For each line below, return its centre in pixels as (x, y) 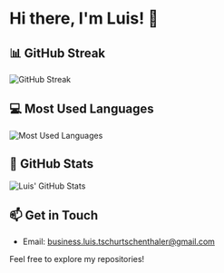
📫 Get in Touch (54, 215)
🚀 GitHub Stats (51, 164)
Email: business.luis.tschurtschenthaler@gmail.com (119, 242)
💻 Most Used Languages (82, 109)
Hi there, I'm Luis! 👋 (84, 19)
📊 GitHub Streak (58, 53)
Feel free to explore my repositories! (77, 259)
